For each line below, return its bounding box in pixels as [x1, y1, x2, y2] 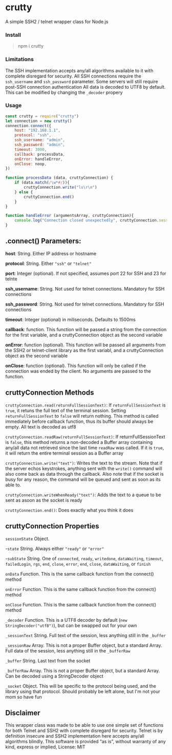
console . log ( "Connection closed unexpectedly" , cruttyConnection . [14, 218, 159, 223]
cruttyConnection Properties [5, 522, 99, 530]
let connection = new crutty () [5, 118, 72, 124]
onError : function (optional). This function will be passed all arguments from [5, 341, 166, 348]
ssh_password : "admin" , [14, 142, 66, 148]
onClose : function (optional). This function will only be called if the [5, 362, 146, 369]
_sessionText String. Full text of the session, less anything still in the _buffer [5, 632, 166, 638]
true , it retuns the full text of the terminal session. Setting [5, 407, 126, 414]
